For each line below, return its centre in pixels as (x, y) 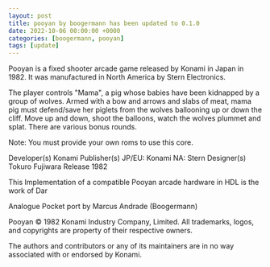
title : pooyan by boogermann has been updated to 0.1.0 (104, 23)
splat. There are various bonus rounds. (73, 127)
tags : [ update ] (34, 46)
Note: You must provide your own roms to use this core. (101, 142)
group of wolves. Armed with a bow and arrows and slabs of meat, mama (130, 101)
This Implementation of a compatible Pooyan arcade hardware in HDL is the (134, 183)
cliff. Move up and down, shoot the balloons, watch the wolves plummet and (135, 118)
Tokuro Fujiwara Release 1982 (58, 166)
